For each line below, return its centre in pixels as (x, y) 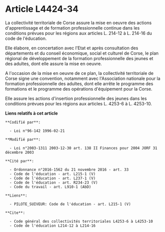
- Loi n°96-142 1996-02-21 (37, 131)
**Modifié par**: (23, 139)
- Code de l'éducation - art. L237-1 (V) (53, 178)
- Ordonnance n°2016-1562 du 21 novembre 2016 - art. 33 (69, 169)
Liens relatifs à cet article (32, 113)
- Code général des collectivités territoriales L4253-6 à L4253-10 (81, 221)
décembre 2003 (20, 152)
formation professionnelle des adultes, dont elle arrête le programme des (79, 83)
